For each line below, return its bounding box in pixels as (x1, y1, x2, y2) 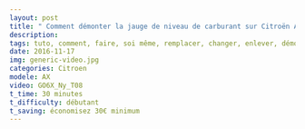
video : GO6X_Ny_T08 (9, 81, 84, 90)
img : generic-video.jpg (9, 55, 100, 64)
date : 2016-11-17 (9, 47, 75, 56)
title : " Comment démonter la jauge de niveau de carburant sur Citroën (9, 22, 290, 31)
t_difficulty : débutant (9, 97, 100, 107)
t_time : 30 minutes (9, 89, 84, 98)
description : (9, 30, 59, 39)
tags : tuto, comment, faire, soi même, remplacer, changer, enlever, (9, 38, 279, 48)
